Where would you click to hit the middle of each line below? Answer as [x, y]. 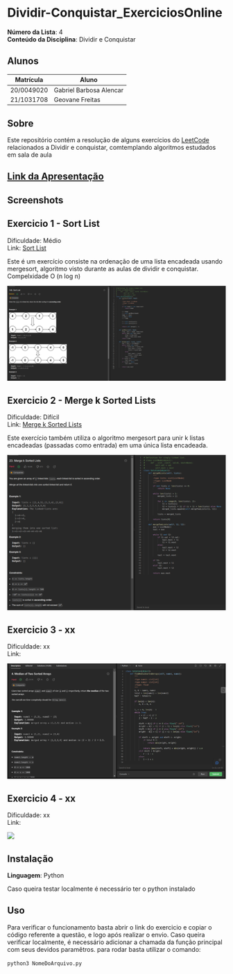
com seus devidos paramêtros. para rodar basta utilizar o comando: [104, 949]
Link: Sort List [27, 248]
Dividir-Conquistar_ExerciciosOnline [115, 13]
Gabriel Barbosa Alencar [88, 90]
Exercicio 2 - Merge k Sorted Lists [81, 400]
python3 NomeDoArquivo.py [44, 963]
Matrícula [29, 80]
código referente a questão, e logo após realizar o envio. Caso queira [106, 934]
